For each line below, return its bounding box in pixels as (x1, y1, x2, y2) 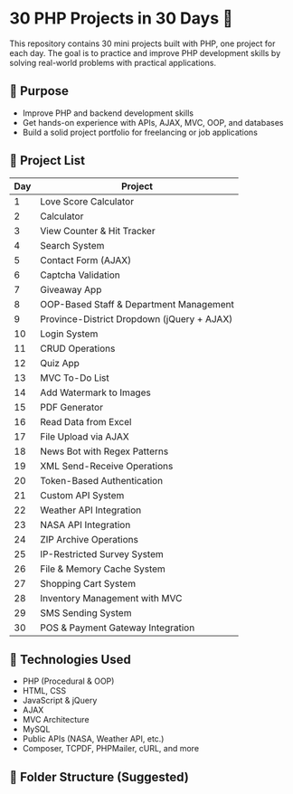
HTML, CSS (22, 685, 66, 696)
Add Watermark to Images (40, 386, 151, 399)
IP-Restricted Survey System (40, 547, 165, 560)
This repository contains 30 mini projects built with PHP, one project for (9, 38, 276, 49)
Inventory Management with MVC (40, 591, 183, 604)
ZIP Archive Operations (40, 533, 138, 545)
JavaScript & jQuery (22, 695, 98, 706)
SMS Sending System (40, 606, 132, 619)
